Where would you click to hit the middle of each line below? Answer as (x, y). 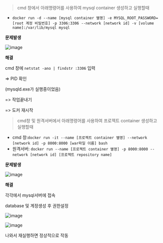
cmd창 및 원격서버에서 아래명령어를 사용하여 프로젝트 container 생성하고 (87, 121)
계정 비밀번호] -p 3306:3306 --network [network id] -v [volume (90, 23)
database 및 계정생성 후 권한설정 (37, 206)
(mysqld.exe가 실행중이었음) (33, 89)
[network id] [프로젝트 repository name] (71, 155)
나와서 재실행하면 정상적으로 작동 (37, 235)
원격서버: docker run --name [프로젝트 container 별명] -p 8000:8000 (80, 149)
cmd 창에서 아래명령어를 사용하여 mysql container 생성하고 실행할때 (83, 8)
